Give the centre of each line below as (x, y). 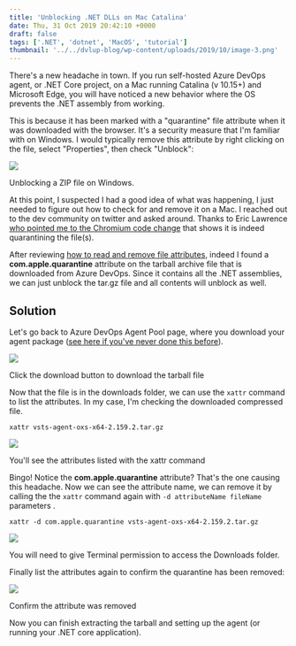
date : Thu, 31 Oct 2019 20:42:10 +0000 (83, 26)
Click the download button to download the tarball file (107, 375)
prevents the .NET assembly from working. (87, 104)
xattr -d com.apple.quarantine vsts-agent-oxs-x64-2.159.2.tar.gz (134, 522)
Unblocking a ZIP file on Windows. (72, 183)
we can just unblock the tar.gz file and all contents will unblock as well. (138, 283)
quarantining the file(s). (52, 238)
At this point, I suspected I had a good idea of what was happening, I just (141, 200)
